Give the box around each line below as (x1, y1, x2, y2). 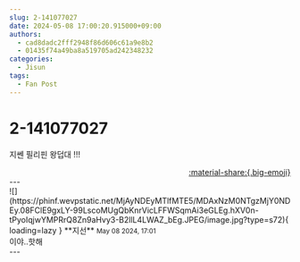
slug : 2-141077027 (9, 13, 78, 22)
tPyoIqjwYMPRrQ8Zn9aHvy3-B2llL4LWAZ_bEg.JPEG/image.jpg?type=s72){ (9, 214, 289, 224)
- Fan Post (17, 80, 58, 89)
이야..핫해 (9, 236, 43, 247)
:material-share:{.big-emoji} (188, 166, 291, 177)
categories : (9, 55, 54, 63)
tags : (9, 72, 29, 80)
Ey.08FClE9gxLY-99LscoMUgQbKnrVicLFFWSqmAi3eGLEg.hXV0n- (9, 205, 259, 216)
